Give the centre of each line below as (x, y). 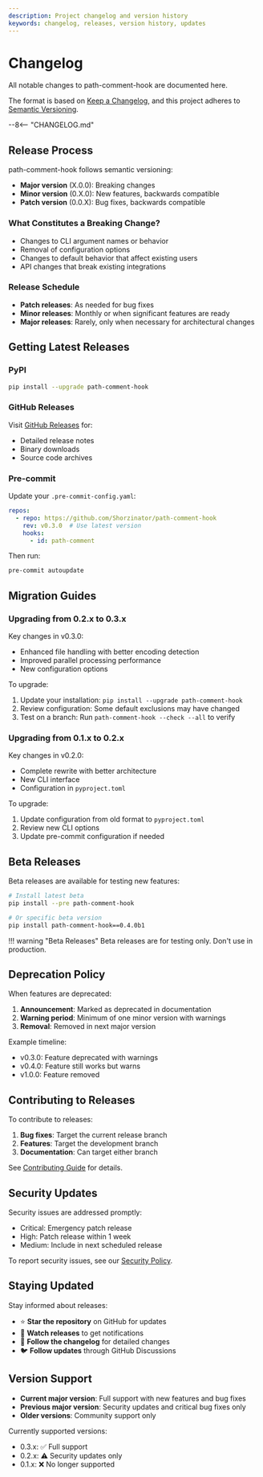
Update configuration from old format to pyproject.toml (112, 819)
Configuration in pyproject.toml (73, 788)
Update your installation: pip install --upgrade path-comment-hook (131, 700)
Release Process (51, 150)
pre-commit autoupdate (46, 571)
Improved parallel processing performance (91, 660)
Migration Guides (53, 596)
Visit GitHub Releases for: (51, 425)
